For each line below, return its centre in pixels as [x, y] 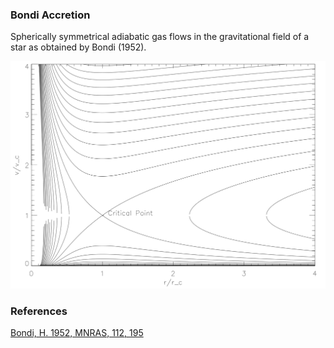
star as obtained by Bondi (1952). [78, 47]
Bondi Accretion [50, 15]
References [39, 311]
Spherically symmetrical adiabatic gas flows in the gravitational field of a [160, 37]
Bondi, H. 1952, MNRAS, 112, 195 [77, 333]
